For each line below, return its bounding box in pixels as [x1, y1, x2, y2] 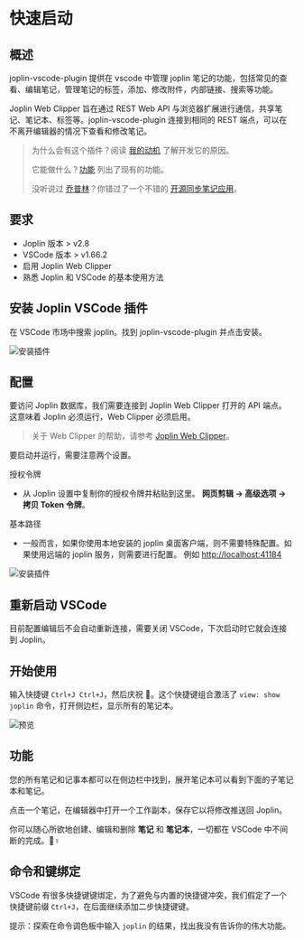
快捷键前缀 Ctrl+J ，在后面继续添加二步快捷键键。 [9, 900, 194, 912]
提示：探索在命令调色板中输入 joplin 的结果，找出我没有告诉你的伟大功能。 [9, 920, 291, 931]
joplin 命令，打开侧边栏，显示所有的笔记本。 [9, 701, 179, 712]
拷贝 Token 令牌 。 [22, 499, 90, 510]
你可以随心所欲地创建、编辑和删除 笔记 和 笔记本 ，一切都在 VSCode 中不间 [9, 824, 289, 834]
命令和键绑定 [9, 864, 81, 880]
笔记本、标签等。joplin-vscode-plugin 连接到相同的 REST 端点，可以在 [24, 115, 288, 125]
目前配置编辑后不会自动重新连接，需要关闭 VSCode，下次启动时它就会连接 [9, 623, 287, 634]
